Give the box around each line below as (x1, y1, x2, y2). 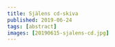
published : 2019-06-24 (7, 17, 72, 23)
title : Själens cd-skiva (7, 10, 79, 17)
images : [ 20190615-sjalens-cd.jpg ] (7, 29, 109, 37)
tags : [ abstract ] (7, 23, 57, 30)
